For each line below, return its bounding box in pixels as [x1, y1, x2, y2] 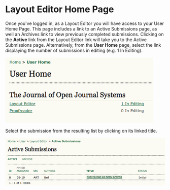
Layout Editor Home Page [5, 4, 114, 15]
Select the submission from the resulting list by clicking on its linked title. [5, 128, 157, 134]
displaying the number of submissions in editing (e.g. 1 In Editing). [5, 47, 143, 53]
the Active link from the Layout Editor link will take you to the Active [5, 37, 147, 43]
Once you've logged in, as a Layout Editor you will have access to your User [5, 20, 164, 26]
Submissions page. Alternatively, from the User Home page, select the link [5, 42, 161, 48]
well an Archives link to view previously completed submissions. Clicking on [5, 31, 164, 37]
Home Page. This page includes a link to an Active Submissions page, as [5, 25, 157, 31]
